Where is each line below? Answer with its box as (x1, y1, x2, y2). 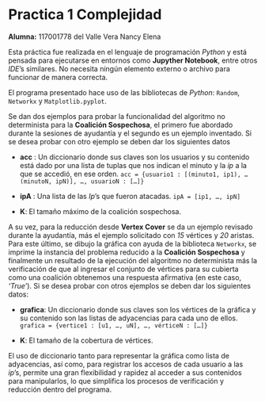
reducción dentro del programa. (8, 385, 112, 394)
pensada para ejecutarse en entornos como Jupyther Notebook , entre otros (8, 56, 258, 65)
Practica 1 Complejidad (8, 6, 162, 24)
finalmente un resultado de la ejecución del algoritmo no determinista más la (8, 255, 258, 265)
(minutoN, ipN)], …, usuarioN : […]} (19, 177, 145, 186)
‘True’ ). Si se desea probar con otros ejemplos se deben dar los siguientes (8, 281, 252, 290)
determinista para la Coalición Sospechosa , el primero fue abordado (8, 120, 233, 129)
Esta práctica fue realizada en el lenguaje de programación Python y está (8, 47, 248, 56)
